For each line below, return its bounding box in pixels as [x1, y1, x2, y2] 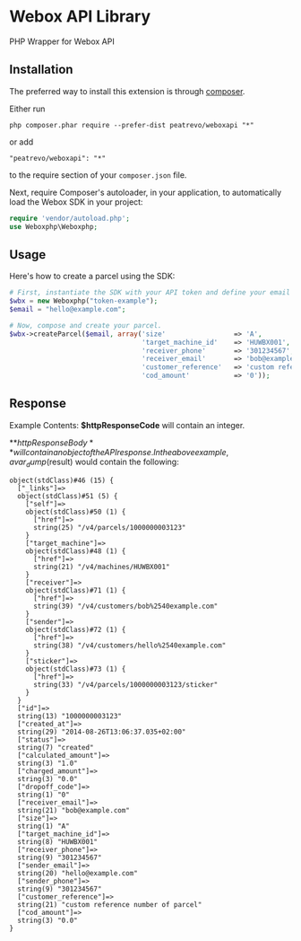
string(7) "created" [17, 743, 94, 752]
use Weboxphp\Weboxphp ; [9, 222, 99, 231]
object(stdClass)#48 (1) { [25, 546, 126, 556]
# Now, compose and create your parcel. [9, 321, 163, 330]
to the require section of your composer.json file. [9, 169, 187, 180]
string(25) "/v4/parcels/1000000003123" [32, 523, 186, 532]
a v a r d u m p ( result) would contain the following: [9, 456, 179, 469]
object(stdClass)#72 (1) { [25, 625, 126, 634]
